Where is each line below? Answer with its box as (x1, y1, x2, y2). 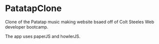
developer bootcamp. (5, 24, 48, 29)
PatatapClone (5, 3, 62, 14)
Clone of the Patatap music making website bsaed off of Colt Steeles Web (5, 19, 155, 25)
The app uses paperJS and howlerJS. (5, 33, 81, 39)
